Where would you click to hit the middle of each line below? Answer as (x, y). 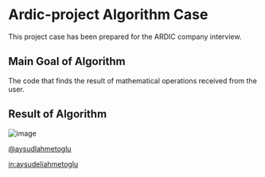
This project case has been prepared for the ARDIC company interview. (125, 37)
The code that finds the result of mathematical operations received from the (132, 80)
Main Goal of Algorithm (67, 62)
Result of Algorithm (58, 114)
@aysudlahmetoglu (40, 148)
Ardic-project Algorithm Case (108, 15)
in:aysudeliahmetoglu (43, 164)
